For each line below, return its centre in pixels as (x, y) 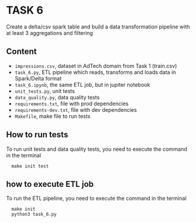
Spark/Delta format (38, 78)
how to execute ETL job (50, 184)
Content (22, 52)
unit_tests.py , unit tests (45, 91)
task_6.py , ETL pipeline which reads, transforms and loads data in (95, 72)
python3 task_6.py (34, 214)
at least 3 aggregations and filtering (50, 33)
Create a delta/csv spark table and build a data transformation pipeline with (98, 27)
